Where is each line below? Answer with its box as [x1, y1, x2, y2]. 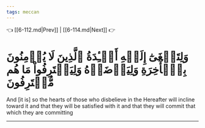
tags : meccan [6, 9, 40, 15]
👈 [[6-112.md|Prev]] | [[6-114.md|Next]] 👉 [6, 26, 116, 34]
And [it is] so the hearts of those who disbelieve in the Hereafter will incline [6, 96, 195, 103]
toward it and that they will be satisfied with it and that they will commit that [6, 102, 196, 110]
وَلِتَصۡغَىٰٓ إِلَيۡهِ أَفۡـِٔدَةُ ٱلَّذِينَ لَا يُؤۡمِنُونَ [6, 49, 189, 63]
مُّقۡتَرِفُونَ [6, 76, 54, 89]
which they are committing [6, 108, 73, 116]
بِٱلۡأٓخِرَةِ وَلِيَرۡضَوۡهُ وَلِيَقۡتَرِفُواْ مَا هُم [6, 62, 187, 76]
